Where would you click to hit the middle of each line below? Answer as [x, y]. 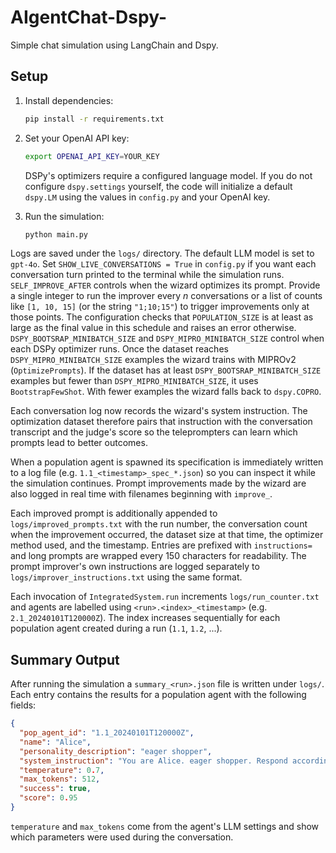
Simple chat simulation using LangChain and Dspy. [114, 45]
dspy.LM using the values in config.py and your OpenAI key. [147, 197]
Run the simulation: [64, 216]
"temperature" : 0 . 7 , [62, 770]
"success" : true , [55, 789]
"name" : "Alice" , [55, 742]
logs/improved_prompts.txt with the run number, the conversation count [159, 524]
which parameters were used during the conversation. [122, 837]
